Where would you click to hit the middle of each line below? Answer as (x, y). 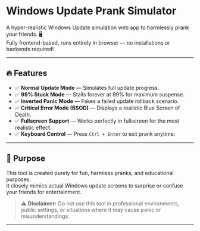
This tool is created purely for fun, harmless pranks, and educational (90, 173)
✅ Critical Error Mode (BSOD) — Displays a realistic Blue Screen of (97, 108)
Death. (23, 114)
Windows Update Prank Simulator (91, 11)
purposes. (19, 179)
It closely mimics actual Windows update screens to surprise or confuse (95, 185)
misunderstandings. (45, 216)
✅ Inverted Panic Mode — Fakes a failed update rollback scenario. (97, 101)
